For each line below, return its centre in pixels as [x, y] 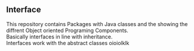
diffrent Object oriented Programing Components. [67, 30]
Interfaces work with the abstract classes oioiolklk [68, 43]
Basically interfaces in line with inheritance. [59, 36]
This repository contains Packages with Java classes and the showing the [97, 24]
